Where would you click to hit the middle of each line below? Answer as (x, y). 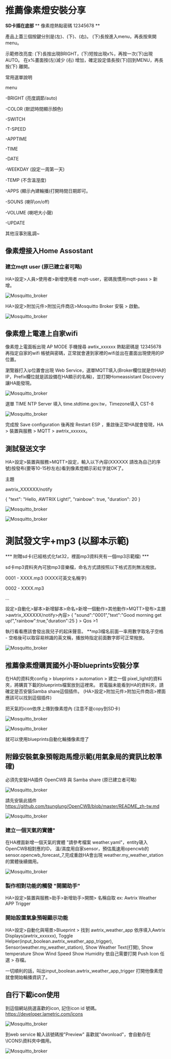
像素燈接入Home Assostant (49, 251)
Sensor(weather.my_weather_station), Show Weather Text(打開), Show (79, 947)
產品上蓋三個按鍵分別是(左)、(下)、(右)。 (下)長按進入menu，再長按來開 (81, 36)
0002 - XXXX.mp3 (25, 588)
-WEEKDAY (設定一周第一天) (35, 169)
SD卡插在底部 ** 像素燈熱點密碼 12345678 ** (53, 26)
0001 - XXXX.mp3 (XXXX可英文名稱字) (46, 578)
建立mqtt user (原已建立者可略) (44, 267)
